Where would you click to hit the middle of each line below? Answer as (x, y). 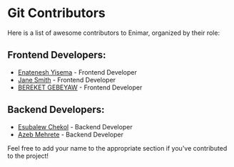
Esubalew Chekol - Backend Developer (75, 126)
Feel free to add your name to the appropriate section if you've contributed (117, 148)
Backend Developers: (56, 110)
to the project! (28, 156)
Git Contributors (56, 13)
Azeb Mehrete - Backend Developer (70, 134)
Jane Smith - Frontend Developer (67, 80)
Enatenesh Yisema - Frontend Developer (77, 72)
